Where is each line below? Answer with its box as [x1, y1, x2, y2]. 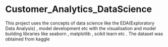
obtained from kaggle [5, 36, 50, 42]
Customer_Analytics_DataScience [5, 3, 152, 15]
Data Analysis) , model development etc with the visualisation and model [5, 25, 156, 31]
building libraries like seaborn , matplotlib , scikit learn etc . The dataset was [5, 30, 163, 36]
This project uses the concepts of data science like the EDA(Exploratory [5, 20, 155, 26]
